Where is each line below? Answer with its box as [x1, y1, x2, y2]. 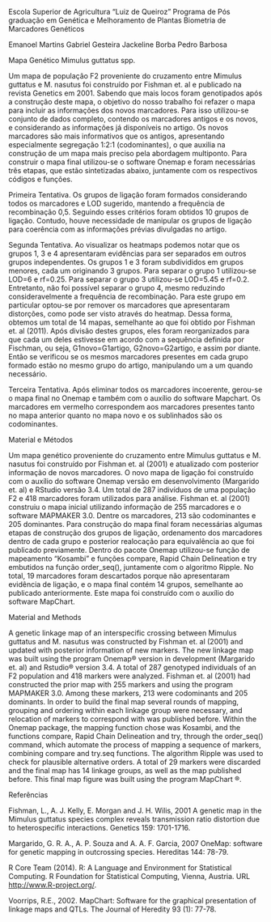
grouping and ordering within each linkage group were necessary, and [8, 706, 243, 715]
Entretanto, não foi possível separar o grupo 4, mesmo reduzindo [8, 283, 226, 292]
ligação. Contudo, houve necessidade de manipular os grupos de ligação [8, 216, 252, 225]
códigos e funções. [8, 174, 73, 184]
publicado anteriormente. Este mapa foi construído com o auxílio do [8, 588, 235, 597]
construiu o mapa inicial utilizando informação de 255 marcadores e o [8, 502, 241, 512]
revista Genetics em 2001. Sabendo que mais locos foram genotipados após [8, 88, 263, 98]
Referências [8, 790, 49, 800]
